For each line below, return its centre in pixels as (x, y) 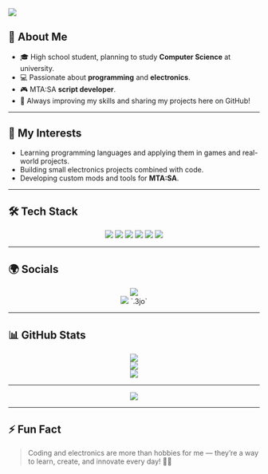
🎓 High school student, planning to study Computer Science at (125, 57)
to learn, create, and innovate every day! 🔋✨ (100, 461)
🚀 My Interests (45, 134)
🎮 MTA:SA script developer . (68, 89)
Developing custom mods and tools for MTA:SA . (99, 178)
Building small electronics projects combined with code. (112, 169)
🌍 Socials (33, 269)
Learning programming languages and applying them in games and (130, 152)
